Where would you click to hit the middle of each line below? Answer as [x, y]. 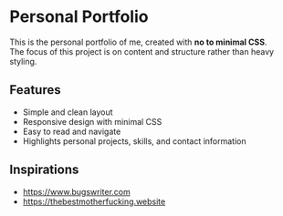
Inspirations [44, 170]
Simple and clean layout [68, 112]
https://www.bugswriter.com [76, 191]
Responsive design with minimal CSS [92, 121]
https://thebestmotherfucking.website [94, 201]
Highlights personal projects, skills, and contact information [134, 141]
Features [35, 90]
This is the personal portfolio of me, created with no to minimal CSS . [138, 42]
